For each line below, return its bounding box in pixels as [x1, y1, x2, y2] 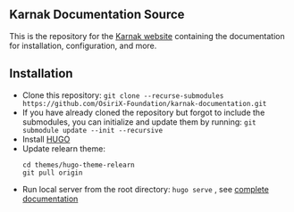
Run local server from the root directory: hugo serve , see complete [21, 183, 270, 194]
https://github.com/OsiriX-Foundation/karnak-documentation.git [21, 99, 267, 108]
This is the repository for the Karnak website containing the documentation [9, 30, 285, 41]
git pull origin [21, 168, 83, 177]
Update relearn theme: [21, 143, 105, 154]
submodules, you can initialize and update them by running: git [21, 116, 256, 127]
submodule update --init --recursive [21, 126, 164, 135]
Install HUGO [21, 134, 71, 144]
